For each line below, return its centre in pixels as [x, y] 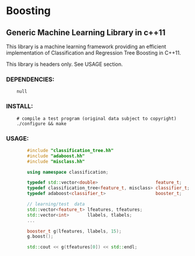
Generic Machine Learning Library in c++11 [86, 33]
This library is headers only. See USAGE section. [64, 64]
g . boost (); [40, 237]
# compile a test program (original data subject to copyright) [97, 119]
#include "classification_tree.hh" [71, 150]
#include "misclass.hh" [56, 161]
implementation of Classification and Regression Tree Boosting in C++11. [94, 53]
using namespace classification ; [68, 172]
